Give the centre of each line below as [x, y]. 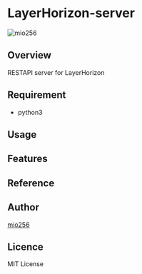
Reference [31, 183]
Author [23, 207]
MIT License [26, 264]
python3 [30, 112]
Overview [30, 55]
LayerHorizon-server [71, 13]
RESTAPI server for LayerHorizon [56, 72]
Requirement [37, 95]
